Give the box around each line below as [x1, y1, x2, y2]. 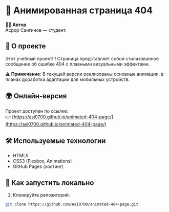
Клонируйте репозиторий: [12, 192, 70, 198]
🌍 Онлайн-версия [5, 92, 67, 100]
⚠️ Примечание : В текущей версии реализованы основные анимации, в [5, 71, 164, 77]
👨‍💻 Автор [5, 22, 27, 28]
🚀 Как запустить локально [5, 178, 94, 187]
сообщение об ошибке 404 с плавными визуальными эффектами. [5, 61, 150, 67]
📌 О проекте [5, 42, 46, 51]
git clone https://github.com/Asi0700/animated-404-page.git [5, 202, 139, 207]
